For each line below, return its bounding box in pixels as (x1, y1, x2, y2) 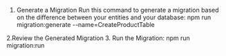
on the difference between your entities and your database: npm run (16, 13, 211, 21)
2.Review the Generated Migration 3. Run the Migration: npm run (6, 34, 191, 42)
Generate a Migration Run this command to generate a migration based (16, 6, 219, 14)
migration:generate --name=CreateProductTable (16, 21, 155, 28)
